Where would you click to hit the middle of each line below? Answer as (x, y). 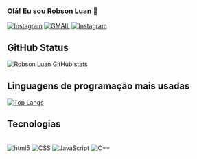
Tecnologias (34, 124)
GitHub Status (38, 47)
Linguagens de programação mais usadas (98, 86)
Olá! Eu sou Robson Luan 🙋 (53, 11)
